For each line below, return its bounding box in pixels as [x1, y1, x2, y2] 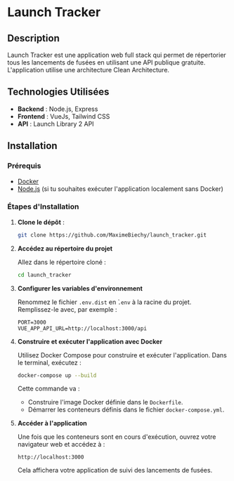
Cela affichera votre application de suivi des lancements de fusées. [17, 466, 213, 475]
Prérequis [7, 161, 41, 171]
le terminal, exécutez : [17, 358, 82, 367]
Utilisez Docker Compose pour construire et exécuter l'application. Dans [17, 350, 227, 359]
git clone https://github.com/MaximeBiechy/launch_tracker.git [17, 231, 207, 239]
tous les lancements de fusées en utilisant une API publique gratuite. [7, 58, 206, 67]
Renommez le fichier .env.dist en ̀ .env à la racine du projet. [17, 298, 192, 306]
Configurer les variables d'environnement [17, 284, 143, 292]
